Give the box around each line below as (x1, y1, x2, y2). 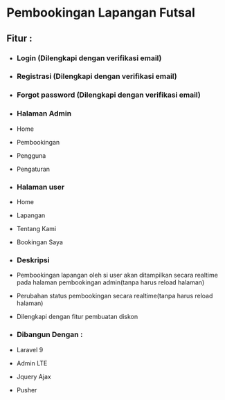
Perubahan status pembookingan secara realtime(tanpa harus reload (16, 292, 213, 300)
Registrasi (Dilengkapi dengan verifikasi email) (16, 71, 177, 81)
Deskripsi (16, 255, 50, 264)
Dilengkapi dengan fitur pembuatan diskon (16, 313, 138, 321)
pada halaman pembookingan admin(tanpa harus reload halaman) (16, 278, 205, 287)
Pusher (16, 385, 37, 394)
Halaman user (16, 182, 65, 192)
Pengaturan (16, 165, 50, 173)
